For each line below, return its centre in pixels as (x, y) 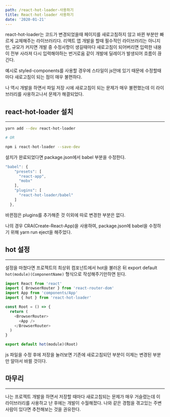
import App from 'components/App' (42, 293)
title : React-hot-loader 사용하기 (39, 15)
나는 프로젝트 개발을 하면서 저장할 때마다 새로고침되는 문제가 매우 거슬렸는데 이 (83, 396)
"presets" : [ (28, 171)
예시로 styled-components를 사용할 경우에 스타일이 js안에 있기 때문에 (75, 71)
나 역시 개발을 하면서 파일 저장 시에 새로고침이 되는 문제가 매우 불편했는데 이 (80, 88)
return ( (19, 311)
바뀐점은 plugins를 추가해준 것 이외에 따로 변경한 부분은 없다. (65, 215)
